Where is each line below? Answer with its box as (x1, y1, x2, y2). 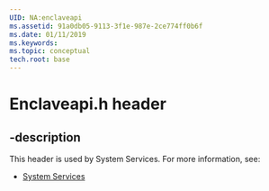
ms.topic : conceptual (9, 47, 91, 56)
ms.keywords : (9, 38, 58, 48)
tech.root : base (9, 55, 70, 64)
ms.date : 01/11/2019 (9, 30, 87, 39)
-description (9, 130, 81, 145)
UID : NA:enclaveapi (9, 13, 83, 23)
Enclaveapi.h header (9, 94, 166, 114)
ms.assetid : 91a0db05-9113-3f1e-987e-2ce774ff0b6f (9, 22, 203, 31)
